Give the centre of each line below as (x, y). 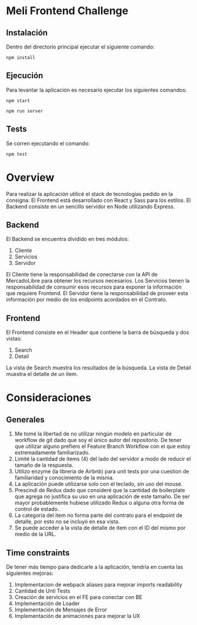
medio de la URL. (35, 534)
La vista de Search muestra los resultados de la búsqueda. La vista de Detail (98, 368)
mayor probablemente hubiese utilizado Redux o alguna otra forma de (99, 503)
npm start (18, 101)
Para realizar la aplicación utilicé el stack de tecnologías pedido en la (90, 194)
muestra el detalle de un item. (42, 374)
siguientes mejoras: (30, 573)
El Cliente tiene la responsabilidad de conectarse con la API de (82, 274)
